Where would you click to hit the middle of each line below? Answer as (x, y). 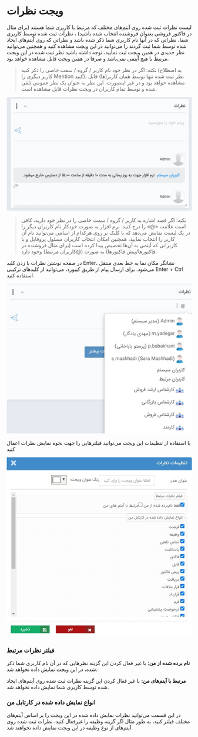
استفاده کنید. (21, 276)
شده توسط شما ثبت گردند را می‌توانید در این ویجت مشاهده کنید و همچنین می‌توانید (97, 46)
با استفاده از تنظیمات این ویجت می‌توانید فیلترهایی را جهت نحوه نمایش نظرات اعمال (99, 443)
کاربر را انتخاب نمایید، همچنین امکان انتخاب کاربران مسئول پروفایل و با (98, 239)
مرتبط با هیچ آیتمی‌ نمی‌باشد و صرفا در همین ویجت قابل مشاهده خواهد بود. (88, 58)
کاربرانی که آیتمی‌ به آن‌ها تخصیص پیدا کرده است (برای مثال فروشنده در (99, 245)
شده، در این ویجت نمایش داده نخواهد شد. (52, 669)
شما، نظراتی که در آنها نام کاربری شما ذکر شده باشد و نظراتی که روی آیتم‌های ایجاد (98, 40)
